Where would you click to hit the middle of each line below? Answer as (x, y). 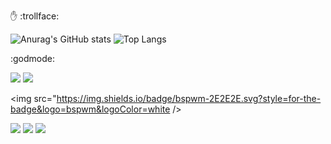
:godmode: (33, 58)
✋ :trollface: (35, 16)
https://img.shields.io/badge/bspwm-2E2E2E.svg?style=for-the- (189, 98)
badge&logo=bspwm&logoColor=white (90, 109)
